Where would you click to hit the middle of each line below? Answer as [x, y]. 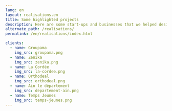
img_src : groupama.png [39, 52]
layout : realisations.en [32, 15]
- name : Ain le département [40, 86]
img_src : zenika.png [36, 62]
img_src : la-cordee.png [40, 72]
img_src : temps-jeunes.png [43, 100]
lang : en [15, 10]
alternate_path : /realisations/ [40, 29]
